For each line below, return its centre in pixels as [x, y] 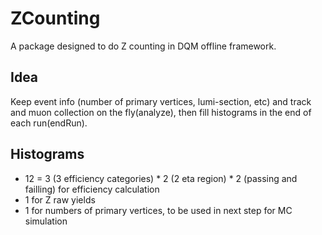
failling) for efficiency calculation [92, 189]
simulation [46, 221]
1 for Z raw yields [60, 199]
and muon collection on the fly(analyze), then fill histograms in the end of [161, 112]
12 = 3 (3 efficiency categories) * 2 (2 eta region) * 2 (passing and [161, 178]
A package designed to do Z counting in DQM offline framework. [143, 46]
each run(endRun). [49, 123]
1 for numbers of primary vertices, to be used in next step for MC [158, 210]
